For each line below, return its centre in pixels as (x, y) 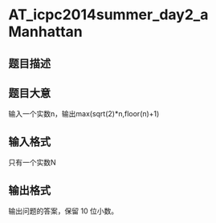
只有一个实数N (32, 163)
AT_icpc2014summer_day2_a (108, 15)
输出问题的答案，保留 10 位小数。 (63, 211)
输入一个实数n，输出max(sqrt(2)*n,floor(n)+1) (84, 114)
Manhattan (45, 32)
